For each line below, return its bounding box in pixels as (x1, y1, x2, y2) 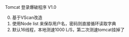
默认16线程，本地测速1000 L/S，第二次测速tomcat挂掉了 (12, 27, 125, 33)
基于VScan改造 (12, 15, 43, 20)
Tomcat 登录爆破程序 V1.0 (5, 4, 57, 10)
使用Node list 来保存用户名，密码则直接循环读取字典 (12, 21, 116, 26)
